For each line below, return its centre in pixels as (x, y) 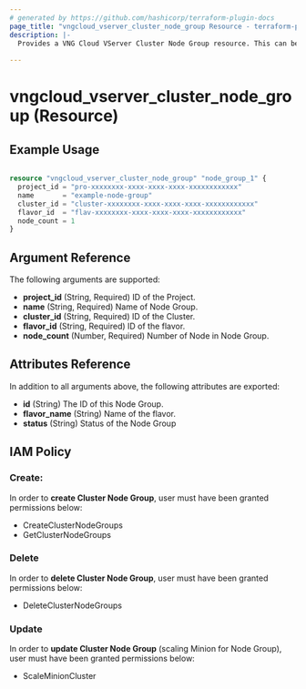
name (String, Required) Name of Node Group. (110, 307)
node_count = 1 (46, 221)
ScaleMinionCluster (59, 676)
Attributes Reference (70, 365)
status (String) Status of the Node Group (99, 423)
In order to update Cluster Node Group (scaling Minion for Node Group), (146, 649)
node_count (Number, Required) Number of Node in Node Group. (146, 336)
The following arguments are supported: (85, 279)
